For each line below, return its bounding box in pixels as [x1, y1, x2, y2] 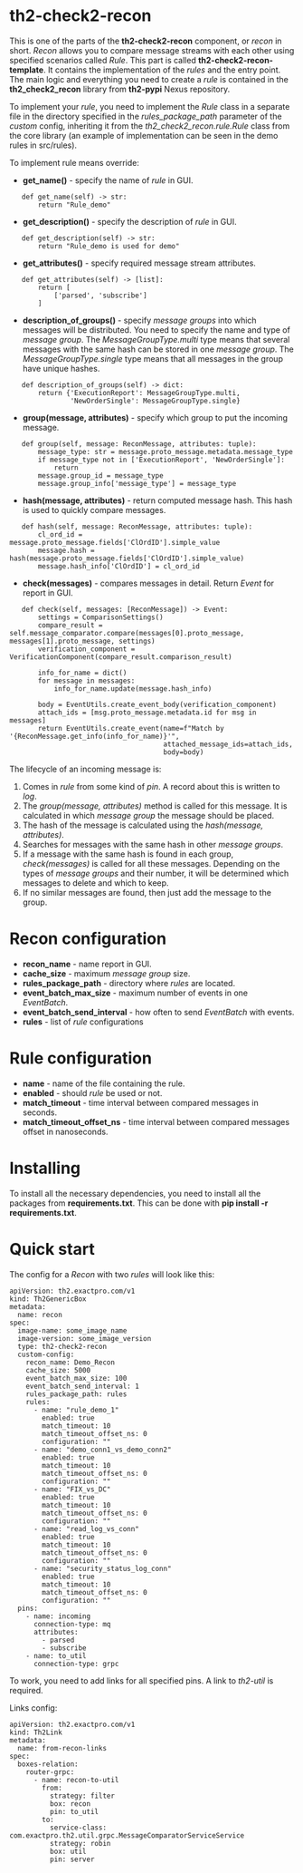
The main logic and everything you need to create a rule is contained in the [9, 73, 289, 84]
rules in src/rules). [9, 140, 78, 150]
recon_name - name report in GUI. [22, 958, 152, 969]
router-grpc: [25, 1767, 75, 1777]
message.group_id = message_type [37, 471, 165, 480]
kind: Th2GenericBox [9, 1294, 88, 1304]
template [9, 64, 44, 75]
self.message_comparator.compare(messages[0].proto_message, [9, 628, 245, 637]
